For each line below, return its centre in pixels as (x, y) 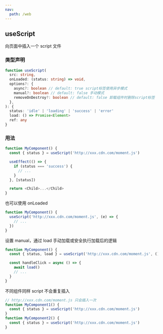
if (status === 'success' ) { (43, 166)
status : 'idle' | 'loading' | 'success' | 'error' (62, 111)
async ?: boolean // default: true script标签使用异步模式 (71, 89)
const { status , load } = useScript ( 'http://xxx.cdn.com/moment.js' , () (84, 254)
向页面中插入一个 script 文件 (33, 46)
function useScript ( (26, 70)
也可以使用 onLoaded (26, 203)
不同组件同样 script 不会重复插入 (38, 291)
